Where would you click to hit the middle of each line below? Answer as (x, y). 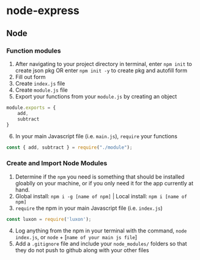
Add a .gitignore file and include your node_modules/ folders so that (101, 244)
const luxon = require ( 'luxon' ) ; (49, 219)
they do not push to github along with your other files (82, 250)
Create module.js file (42, 90)
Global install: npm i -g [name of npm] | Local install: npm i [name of (101, 196)
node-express (43, 11)
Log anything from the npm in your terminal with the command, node (101, 231)
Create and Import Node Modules (57, 163)
